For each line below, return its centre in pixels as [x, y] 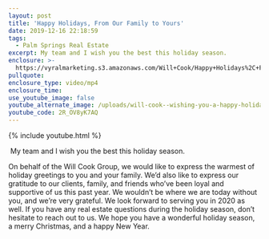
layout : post [30, 16]
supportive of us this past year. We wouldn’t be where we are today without [133, 192]
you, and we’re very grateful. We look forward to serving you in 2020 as [127, 201]
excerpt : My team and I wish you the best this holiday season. [118, 53]
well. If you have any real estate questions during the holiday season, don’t [131, 209]
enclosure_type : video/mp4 [53, 83]
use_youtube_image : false [51, 98]
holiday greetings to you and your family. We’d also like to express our [123, 175]
